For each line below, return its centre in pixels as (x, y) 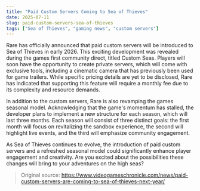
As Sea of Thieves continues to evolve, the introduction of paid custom (93, 144)
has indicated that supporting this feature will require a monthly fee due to (97, 84)
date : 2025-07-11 (28, 17)
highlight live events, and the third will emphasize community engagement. (98, 133)
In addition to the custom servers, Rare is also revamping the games (90, 101)
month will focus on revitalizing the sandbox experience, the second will (95, 127)
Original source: (41, 175)
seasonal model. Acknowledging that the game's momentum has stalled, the (100, 107)
